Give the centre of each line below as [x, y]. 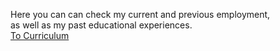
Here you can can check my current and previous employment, [140, 14]
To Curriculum [40, 35]
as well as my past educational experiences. [101, 25]
